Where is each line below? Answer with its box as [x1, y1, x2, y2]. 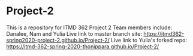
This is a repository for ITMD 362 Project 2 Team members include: [6, 24, 173, 31]
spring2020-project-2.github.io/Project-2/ [6, 36, 110, 43]
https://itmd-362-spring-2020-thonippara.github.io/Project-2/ [6, 43, 159, 50]
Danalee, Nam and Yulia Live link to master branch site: [6, 30, 143, 37]
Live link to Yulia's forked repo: [110, 36, 188, 43]
